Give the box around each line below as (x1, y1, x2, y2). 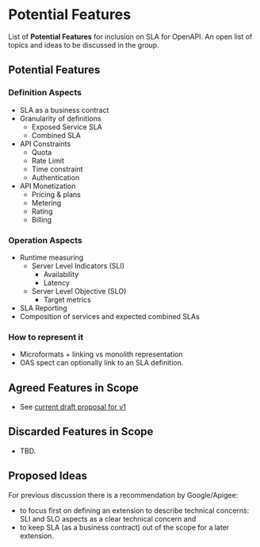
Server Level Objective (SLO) (31, 286, 127, 295)
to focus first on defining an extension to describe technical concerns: (19, 506, 250, 515)
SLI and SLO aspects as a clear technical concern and (19, 514, 197, 523)
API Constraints (19, 139, 71, 148)
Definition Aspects (8, 87, 82, 98)
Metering (31, 198, 62, 207)
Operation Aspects (8, 234, 83, 245)
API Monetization (19, 181, 76, 191)
